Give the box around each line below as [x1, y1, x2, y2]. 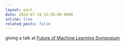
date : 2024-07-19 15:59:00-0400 [5, 12, 73, 17]
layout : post [5, 7, 33, 12]
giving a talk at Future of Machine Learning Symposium [5, 35, 120, 41]
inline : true [5, 16, 33, 21]
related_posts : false [5, 21, 51, 26]
